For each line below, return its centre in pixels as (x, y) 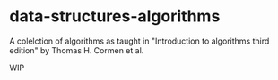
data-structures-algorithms (115, 16)
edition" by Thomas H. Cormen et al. (77, 50)
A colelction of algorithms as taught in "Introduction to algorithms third (139, 41)
